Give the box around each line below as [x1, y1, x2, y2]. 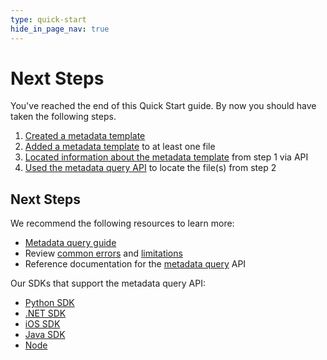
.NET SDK [24, 307, 67, 320]
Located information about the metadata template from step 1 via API [24, 151, 309, 163]
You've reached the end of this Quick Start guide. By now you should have [10, 100, 317, 112]
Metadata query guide [24, 237, 117, 249]
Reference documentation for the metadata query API [24, 258, 247, 270]
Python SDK [24, 297, 75, 309]
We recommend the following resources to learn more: [10, 217, 235, 230]
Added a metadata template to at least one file [24, 141, 216, 153]
